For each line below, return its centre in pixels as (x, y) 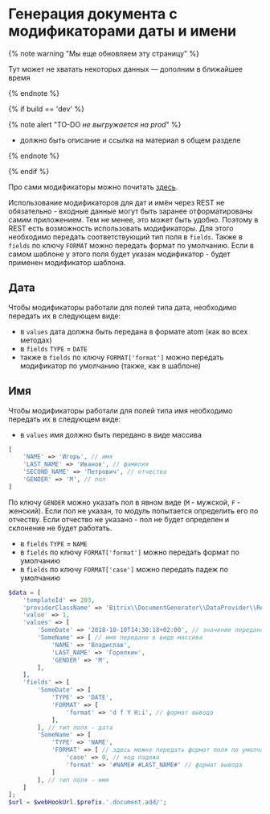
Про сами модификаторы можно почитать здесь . (93, 187)
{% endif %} (29, 171)
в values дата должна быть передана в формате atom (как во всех (134, 331)
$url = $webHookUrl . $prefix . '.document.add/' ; (88, 803)
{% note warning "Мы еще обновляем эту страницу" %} (104, 53)
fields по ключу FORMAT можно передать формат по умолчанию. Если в (131, 245)
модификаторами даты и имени (123, 31)
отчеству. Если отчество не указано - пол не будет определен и (119, 519)
